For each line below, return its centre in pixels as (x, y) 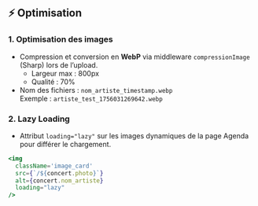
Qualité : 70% (53, 82)
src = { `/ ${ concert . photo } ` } (59, 173)
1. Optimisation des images (61, 39)
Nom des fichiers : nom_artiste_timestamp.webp (96, 90)
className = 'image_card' (54, 166)
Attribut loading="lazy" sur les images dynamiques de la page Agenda (134, 135)
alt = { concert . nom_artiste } (59, 180)
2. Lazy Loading (39, 119)
